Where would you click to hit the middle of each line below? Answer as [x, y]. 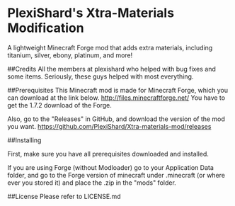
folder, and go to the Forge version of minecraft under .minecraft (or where [116, 175]
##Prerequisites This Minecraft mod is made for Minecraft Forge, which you [118, 90]
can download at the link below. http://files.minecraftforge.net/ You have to [116, 98]
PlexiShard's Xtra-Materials [91, 13]
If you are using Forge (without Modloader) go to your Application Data [111, 167]
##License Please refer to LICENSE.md [64, 196]
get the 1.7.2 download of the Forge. [59, 105]
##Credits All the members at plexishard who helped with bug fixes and [111, 69]
